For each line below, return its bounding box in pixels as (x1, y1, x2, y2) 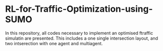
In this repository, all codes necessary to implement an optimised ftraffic (5, 30, 153, 36)
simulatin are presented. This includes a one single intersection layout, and (5, 35, 158, 41)
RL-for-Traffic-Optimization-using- (5, 3, 153, 15)
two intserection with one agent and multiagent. (5, 40, 103, 46)
